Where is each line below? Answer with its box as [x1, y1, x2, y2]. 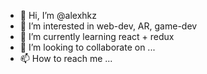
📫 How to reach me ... [19, 53, 113, 64]
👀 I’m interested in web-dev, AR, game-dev [19, 20, 198, 32]
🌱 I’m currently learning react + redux [19, 31, 175, 42]
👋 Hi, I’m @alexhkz [19, 10, 97, 21]
